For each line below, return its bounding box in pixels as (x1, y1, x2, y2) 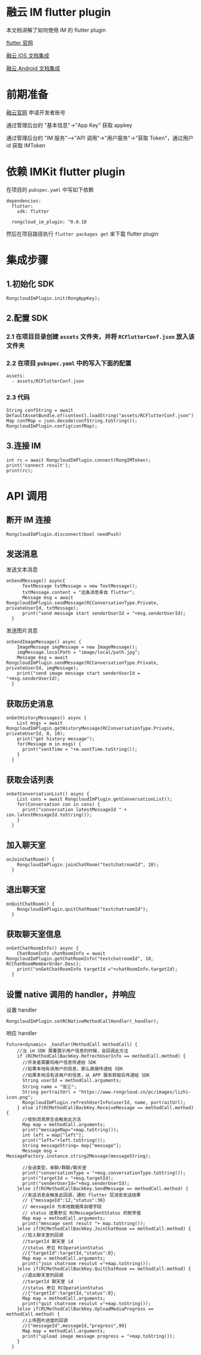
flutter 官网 (6, 39, 33, 46)
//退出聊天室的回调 (22, 1272, 64, 1278)
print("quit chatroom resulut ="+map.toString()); (22, 1301, 151, 1307)
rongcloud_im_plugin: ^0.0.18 (11, 219, 87, 225)
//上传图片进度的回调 (22, 1318, 68, 1324)
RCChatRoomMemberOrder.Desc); (6, 961, 82, 967)
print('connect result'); (6, 462, 71, 468)
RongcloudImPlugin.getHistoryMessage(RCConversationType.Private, (6, 726, 175, 732)
